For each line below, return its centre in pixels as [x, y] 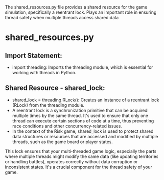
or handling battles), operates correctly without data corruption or [71, 161]
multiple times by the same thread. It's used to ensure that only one [80, 116]
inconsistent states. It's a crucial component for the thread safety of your [79, 167]
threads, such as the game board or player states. [62, 142]
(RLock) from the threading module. [48, 105]
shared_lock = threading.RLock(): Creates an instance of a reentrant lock [85, 100]
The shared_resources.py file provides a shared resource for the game [76, 7]
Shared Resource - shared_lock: [55, 88]
